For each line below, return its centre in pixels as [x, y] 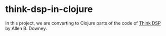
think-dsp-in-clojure [49, 9]
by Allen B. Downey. [26, 28]
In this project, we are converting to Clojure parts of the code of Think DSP [83, 23]
